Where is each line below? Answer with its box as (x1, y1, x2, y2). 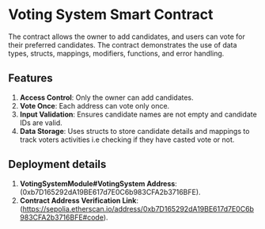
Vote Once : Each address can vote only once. (19, 101, 170, 110)
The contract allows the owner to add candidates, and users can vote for (8, 32, 245, 41)
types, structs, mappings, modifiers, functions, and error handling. (8, 48, 225, 58)
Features (8, 71, 53, 85)
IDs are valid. (19, 117, 63, 128)
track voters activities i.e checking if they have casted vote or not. (19, 135, 235, 144)
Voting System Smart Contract (8, 6, 214, 24)
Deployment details (8, 158, 107, 171)
